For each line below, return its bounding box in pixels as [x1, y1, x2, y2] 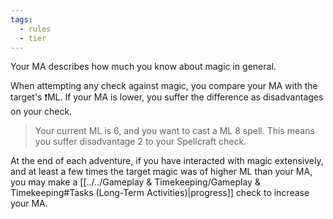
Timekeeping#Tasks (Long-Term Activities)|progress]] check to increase [10, 187, 310, 199]
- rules [19, 24, 52, 34]
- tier [19, 33, 47, 43]
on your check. [10, 106, 73, 118]
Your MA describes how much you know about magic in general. [10, 61, 277, 73]
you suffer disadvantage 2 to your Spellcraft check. [34, 136, 247, 148]
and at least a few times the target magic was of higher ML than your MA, [10, 166, 313, 178]
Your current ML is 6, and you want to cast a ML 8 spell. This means [34, 125, 315, 137]
